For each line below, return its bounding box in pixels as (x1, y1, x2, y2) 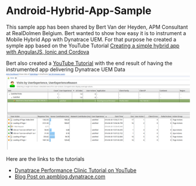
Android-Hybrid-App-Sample (6, 4, 152, 18)
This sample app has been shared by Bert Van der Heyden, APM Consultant (6, 23, 188, 30)
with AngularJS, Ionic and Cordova (6, 48, 89, 55)
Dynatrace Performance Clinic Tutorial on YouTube (14, 167, 137, 174)
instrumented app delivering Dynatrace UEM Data (6, 66, 125, 73)
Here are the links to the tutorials (6, 155, 85, 162)
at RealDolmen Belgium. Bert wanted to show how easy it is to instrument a (6, 29, 187, 36)
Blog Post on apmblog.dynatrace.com (14, 173, 106, 180)
